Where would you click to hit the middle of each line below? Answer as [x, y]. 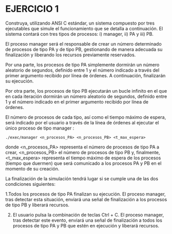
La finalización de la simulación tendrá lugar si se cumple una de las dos [82, 178]
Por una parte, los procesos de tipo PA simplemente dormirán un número [82, 65]
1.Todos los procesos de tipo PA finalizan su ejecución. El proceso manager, [85, 194]
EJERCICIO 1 [32, 9]
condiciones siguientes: [30, 184]
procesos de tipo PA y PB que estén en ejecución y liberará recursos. [86, 225]
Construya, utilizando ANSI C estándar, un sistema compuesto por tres [80, 23]
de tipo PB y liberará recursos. [37, 205]
